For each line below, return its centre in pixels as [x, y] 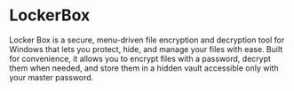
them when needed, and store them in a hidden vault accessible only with [144, 68]
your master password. [52, 77]
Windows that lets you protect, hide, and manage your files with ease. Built [146, 49]
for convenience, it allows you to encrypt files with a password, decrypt [140, 58]
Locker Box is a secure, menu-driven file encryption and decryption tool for [147, 40]
